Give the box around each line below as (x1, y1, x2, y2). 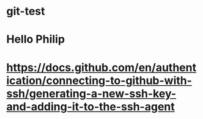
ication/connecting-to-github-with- (6, 74, 193, 87)
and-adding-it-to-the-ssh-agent (6, 99, 175, 113)
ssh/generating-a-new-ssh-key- (6, 86, 176, 101)
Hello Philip (6, 33, 65, 47)
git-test (6, 4, 45, 18)
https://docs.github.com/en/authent (6, 60, 197, 74)
